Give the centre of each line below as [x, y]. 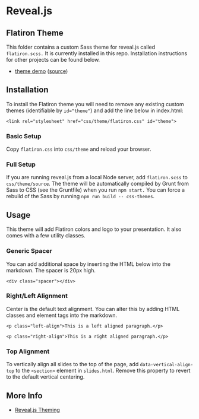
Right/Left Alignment [37, 296]
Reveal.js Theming [37, 410]
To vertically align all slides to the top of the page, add [72, 364]
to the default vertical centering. [45, 377]
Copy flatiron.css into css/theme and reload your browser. [79, 149]
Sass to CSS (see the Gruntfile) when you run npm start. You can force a [96, 190]
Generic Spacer [29, 251]
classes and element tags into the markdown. [62, 315]
